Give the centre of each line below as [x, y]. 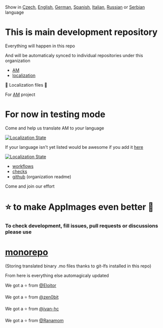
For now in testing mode [55, 115]
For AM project [20, 94]
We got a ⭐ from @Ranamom [34, 320]
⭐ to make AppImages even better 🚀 [79, 207]
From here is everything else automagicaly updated [57, 275]
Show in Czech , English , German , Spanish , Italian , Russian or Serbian [75, 7]
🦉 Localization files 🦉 [26, 85]
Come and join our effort [30, 186]
